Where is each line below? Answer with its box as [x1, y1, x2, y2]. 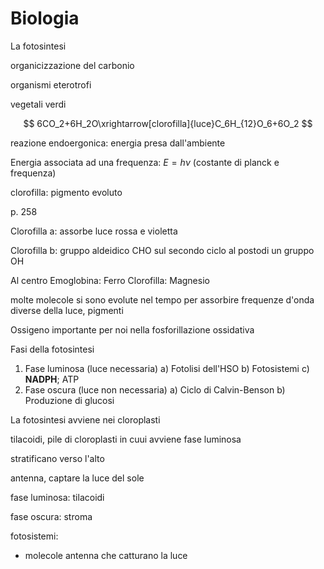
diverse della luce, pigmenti [10, 304, 124, 316]
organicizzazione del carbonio [10, 59, 135, 71]
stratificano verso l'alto [10, 452, 105, 464]
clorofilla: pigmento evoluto [10, 186, 123, 198]
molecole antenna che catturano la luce [24, 549, 188, 561]
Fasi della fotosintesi [10, 343, 95, 355]
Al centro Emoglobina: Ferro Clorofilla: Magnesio [10, 274, 210, 286]
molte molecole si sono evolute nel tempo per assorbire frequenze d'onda [10, 293, 315, 306]
